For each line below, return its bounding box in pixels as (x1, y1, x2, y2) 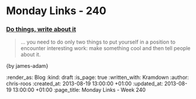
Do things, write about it (6, 25, 77, 34)
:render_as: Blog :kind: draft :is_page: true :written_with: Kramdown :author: (6, 74, 190, 81)
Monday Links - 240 (6, 4, 107, 18)
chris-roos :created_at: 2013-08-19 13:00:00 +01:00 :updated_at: (6, 80, 164, 87)
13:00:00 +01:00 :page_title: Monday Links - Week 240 (12, 87, 146, 94)
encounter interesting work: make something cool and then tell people (20, 45, 191, 52)
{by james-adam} (6, 62, 49, 70)
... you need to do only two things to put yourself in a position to (20, 38, 175, 45)
